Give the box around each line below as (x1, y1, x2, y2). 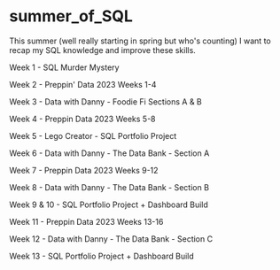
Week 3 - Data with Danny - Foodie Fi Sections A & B (9, 96, 202, 107)
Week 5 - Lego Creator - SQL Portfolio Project (9, 130, 177, 141)
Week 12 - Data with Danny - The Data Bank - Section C (9, 233, 214, 244)
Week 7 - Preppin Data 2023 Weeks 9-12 (9, 165, 159, 175)
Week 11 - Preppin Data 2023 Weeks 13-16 (9, 216, 164, 227)
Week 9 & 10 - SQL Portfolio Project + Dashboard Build (9, 199, 208, 210)
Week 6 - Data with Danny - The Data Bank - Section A (9, 148, 210, 158)
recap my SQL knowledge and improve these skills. (9, 44, 197, 55)
